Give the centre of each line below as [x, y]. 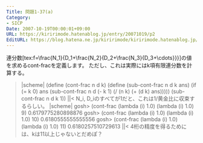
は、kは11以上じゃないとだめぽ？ [62, 134]
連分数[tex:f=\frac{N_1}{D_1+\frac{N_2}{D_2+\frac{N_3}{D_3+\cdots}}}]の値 [99, 58]
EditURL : [17, 40]
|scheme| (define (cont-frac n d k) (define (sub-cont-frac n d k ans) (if [108, 85]
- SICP [14, 23]
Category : [19, 17]
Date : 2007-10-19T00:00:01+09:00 [48, 29]
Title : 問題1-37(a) [30, 12]
